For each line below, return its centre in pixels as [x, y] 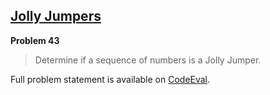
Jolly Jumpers [56, 16]
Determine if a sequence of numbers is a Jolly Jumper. [148, 60]
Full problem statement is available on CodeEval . [110, 79]
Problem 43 [35, 40]
